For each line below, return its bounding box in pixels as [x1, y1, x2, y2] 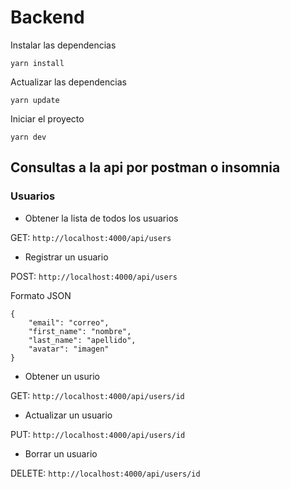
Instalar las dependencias [10, 39, 117, 51]
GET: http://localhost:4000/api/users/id [10, 389, 185, 401]
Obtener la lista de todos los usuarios [24, 212, 179, 224]
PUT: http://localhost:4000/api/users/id [10, 428, 186, 440]
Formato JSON [10, 289, 72, 301]
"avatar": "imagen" [28, 344, 110, 354]
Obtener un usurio [24, 370, 100, 382]
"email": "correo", [28, 317, 110, 328]
